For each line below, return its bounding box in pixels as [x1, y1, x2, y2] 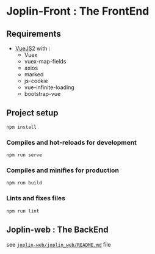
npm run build [6, 180, 43, 186]
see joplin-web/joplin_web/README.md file [6, 241, 111, 248]
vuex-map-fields [24, 58, 67, 65]
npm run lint [6, 208, 40, 214]
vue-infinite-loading [24, 84, 74, 91]
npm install [6, 124, 37, 130]
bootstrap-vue [24, 90, 61, 97]
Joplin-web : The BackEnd [6, 225, 109, 235]
